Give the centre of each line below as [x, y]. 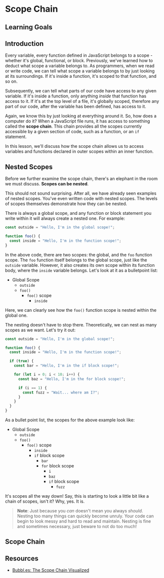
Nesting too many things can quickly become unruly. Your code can [85, 516]
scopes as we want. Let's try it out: [40, 330]
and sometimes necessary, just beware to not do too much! [77, 527]
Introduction [24, 43]
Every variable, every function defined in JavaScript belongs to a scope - [79, 55]
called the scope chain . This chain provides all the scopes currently [73, 126]
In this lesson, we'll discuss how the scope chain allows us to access [74, 146]
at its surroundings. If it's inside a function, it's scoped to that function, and [81, 76]
